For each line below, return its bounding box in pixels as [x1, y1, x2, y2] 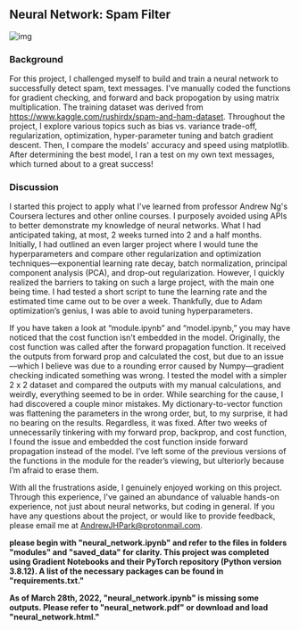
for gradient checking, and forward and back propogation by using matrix [9, 93, 279, 104]
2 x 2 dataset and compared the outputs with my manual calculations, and [9, 379, 281, 391]
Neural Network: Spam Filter [9, 7, 171, 22]
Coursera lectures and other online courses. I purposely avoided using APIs [9, 211, 287, 221]
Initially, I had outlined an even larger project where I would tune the [9, 239, 259, 250]
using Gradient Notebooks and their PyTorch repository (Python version [9, 557, 282, 568]
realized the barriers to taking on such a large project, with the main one [9, 277, 275, 288]
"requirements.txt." [9, 576, 85, 586]
